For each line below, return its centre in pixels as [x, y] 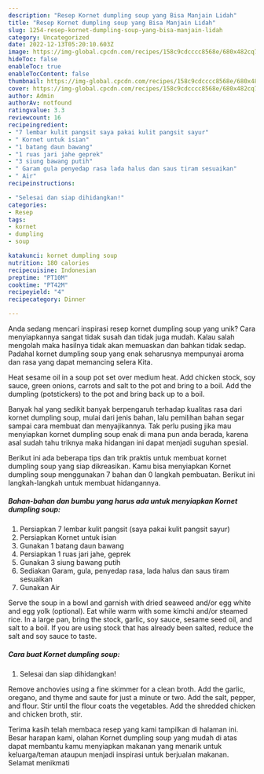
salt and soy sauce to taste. [53, 636]
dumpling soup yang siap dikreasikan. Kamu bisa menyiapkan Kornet [120, 466]
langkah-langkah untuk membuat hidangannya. [84, 483]
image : [19, 52]
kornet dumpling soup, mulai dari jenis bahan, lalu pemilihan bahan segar [126, 418]
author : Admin [31, 96]
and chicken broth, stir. [45, 714]
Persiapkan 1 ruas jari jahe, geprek [75, 554]
